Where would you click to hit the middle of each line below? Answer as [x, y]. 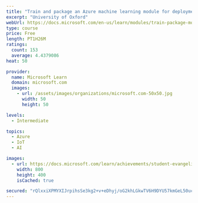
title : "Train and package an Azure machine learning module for [88, 12]
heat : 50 [17, 61]
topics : [16, 131]
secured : [17, 191]
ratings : [17, 45]
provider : [18, 71]
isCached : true [35, 181]
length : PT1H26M [26, 39]
